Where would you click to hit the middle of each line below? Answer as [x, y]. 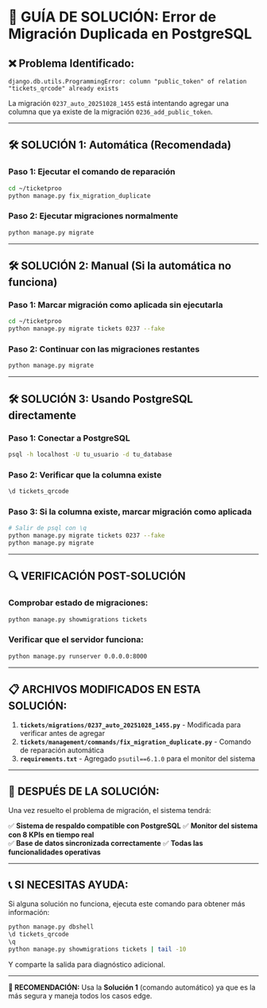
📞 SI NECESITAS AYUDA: [68, 884]
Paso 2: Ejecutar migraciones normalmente [93, 216]
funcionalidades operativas [54, 852]
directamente [43, 415]
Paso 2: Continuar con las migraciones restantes [104, 348]
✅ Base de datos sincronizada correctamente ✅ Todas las [106, 843]
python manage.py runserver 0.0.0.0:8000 [78, 656]
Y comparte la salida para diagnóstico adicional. [87, 964]
